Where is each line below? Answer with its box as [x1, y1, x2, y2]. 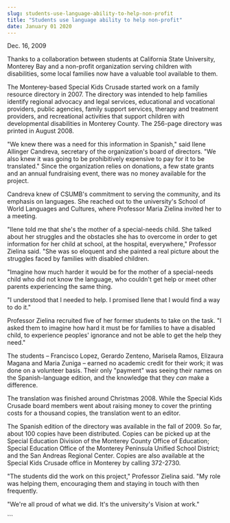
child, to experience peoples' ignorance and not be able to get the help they [7, 331, 222, 339]
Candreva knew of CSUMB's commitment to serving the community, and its [7, 190, 221, 198]
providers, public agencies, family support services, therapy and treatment [7, 105, 218, 114]
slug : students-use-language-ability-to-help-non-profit [7, 10, 174, 17]
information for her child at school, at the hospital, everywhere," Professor [7, 240, 217, 248]
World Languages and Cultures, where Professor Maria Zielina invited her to [7, 204, 222, 213]
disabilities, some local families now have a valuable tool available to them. [7, 70, 218, 78]
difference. [7, 381, 38, 389]
